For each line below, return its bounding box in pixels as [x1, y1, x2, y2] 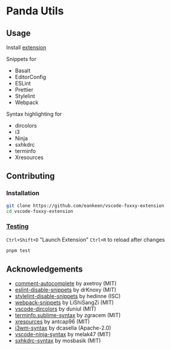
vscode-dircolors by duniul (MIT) [14, 305, 97, 312]
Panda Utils [6, 4, 64, 18]
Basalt [14, 67, 31, 74]
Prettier [14, 86, 33, 93]
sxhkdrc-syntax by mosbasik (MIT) [14, 337, 101, 345]
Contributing [6, 171, 55, 181]
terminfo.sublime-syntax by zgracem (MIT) [14, 312, 121, 319]
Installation [6, 189, 40, 197]
